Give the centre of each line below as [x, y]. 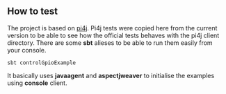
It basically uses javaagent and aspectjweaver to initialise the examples [111, 75]
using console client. [37, 83]
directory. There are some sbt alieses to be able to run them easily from [110, 43]
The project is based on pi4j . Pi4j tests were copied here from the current [112, 28]
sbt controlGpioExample [42, 63]
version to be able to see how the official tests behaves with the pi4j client [113, 35]
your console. [27, 50]
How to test [32, 11]
